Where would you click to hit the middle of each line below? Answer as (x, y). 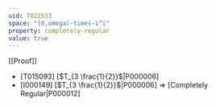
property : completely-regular (59, 31)
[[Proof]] (23, 61)
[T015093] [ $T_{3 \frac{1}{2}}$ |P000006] (89, 76)
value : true (28, 38)
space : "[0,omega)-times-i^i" (59, 23)
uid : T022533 (30, 16)
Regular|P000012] (50, 94)
